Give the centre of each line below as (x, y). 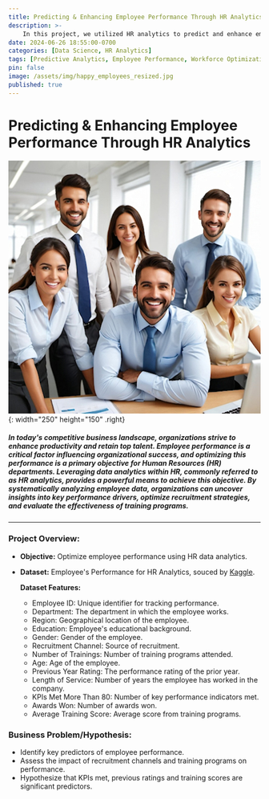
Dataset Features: (50, 587)
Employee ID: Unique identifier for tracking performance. (125, 603)
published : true (35, 84)
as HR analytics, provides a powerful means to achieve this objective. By (132, 480)
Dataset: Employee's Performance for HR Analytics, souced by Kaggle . (137, 572)
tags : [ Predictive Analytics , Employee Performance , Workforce (116, 59)
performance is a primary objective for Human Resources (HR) (115, 463)
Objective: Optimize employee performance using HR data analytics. (134, 556)
